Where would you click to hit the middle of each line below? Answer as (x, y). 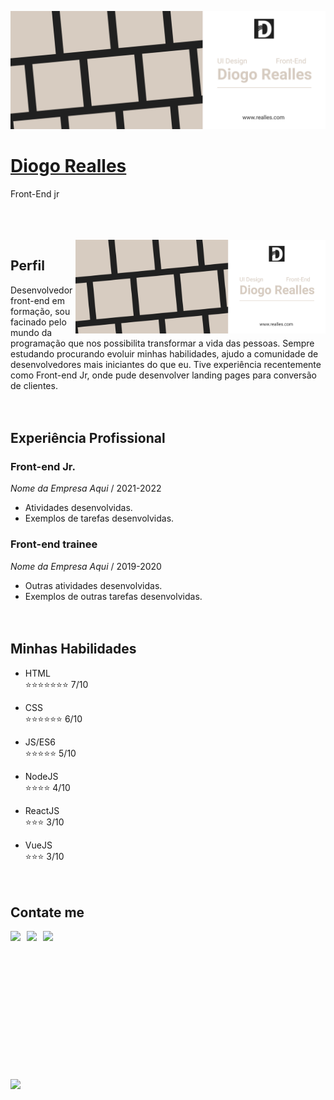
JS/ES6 (40, 742)
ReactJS (42, 810)
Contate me (47, 912)
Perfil (27, 266)
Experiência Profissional (88, 438)
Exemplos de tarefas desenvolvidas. (99, 518)
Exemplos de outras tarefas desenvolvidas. (113, 596)
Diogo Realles (68, 166)
